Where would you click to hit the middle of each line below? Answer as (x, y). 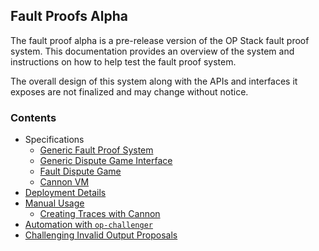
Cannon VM (64, 182)
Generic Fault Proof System (96, 150)
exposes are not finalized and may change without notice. (129, 91)
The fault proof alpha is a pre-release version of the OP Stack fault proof (160, 40)
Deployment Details (65, 193)
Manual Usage (54, 203)
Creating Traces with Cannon (100, 214)
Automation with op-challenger (88, 225)
